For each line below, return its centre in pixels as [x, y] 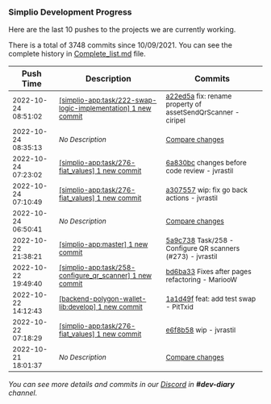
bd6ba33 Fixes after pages [208, 272]
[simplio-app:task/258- [97, 268]
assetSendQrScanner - [203, 112]
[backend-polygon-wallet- [103, 299]
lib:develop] [78, 307]
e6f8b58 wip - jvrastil [201, 330]
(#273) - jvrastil [192, 257]
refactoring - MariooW [202, 280]
